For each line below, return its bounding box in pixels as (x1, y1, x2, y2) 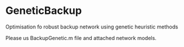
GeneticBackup (5, 4, 82, 17)
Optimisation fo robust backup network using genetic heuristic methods (5, 23, 179, 30)
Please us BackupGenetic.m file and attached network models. (5, 34, 157, 41)
